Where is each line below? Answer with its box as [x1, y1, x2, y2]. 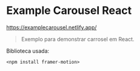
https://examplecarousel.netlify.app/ [6, 24, 97, 31]
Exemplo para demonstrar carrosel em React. [21, 35, 135, 42]
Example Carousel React [6, 4, 132, 18]
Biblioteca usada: [6, 47, 50, 55]
